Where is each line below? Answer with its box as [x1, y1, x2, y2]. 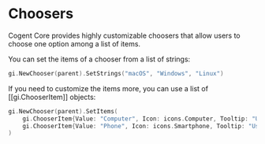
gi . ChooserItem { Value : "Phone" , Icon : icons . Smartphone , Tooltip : [22, 122, 245, 130]
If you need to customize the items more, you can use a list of [8, 83, 209, 93]
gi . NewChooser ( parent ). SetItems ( [8, 107, 118, 115]
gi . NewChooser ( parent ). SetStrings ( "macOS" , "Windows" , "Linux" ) [8, 69, 224, 77]
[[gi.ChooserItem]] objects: [8, 92, 96, 102]
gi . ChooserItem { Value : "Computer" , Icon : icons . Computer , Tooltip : [22, 115, 248, 123]
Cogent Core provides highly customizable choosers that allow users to [8, 31, 241, 40]
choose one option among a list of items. [8, 39, 140, 48]
